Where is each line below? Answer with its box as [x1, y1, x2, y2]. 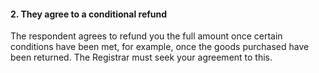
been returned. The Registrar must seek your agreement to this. [10, 51, 273, 64]
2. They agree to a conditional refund [10, 8, 168, 20]
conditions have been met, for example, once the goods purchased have [10, 41, 310, 53]
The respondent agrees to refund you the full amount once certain [10, 30, 283, 42]
